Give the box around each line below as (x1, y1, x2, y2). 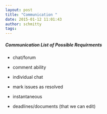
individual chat (12, 74, 43, 80)
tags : (5, 26, 17, 31)
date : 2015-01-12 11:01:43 (5, 17, 62, 22)
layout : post (5, 7, 33, 13)
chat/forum (12, 54, 36, 61)
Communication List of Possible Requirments (5, 41, 102, 48)
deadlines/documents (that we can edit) (12, 103, 96, 109)
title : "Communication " (5, 12, 58, 17)
